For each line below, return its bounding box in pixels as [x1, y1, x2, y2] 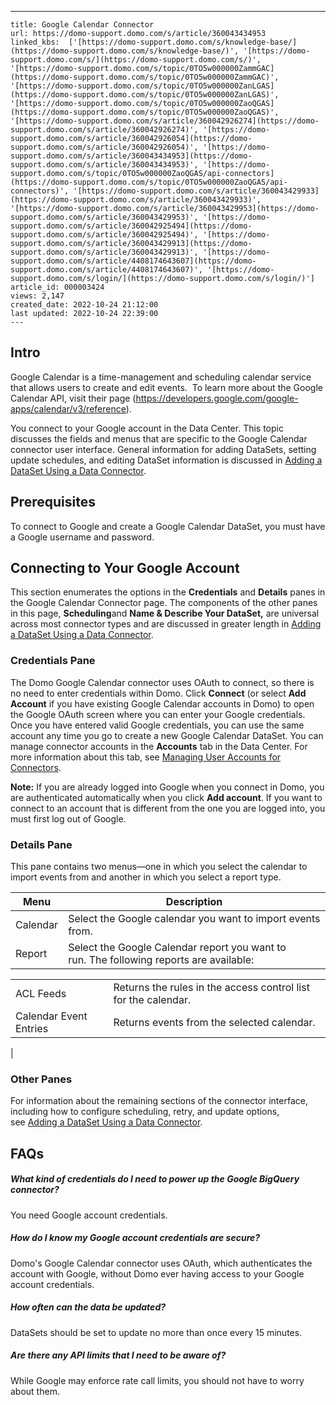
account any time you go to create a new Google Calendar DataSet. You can [10, 729, 324, 741]
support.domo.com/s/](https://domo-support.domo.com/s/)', [10, 55, 262, 65]
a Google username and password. [10, 531, 155, 543]
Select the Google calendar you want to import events [68, 912, 321, 926]
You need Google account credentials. [10, 1209, 168, 1221]
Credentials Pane [10, 654, 96, 668]
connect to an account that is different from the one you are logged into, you [10, 802, 326, 814]
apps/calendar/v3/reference [10, 402, 127, 415]
